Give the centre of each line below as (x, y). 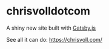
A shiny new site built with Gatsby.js (51, 28)
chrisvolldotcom (48, 11)
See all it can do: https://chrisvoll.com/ (54, 39)
